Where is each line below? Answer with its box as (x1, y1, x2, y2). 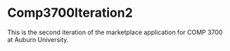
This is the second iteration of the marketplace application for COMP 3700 (7, 28, 223, 36)
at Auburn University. (7, 35, 69, 43)
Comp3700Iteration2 (7, 5, 134, 21)
